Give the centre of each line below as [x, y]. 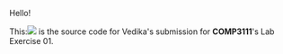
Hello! [20, 13]
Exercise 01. [31, 41]
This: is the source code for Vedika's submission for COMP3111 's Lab [142, 31]
